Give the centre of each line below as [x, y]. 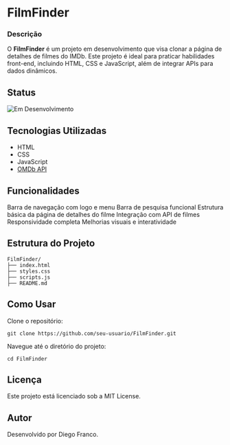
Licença [25, 379]
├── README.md [27, 283]
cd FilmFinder [27, 358]
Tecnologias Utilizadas [57, 131]
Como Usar [32, 305]
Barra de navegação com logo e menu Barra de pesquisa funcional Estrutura [115, 207]
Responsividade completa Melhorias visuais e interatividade [92, 222]
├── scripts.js [29, 277]
